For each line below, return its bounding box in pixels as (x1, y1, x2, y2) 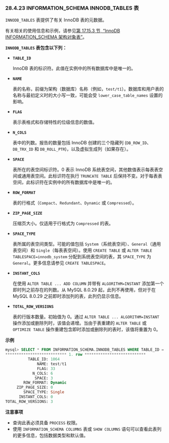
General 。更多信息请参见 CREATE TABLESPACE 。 (12, 260, 109, 266)
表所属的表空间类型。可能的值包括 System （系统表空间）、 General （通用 (12, 241, 161, 247)
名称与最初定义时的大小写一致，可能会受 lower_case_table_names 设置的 (12, 92, 163, 98)
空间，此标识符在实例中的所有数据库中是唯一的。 (12, 179, 115, 185)
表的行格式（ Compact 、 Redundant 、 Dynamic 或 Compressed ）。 (12, 200, 137, 206)
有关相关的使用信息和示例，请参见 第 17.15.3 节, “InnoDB (5, 28, 120, 34)
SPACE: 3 (34, 376, 53, 381)
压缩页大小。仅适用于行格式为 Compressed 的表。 (12, 220, 114, 226)
